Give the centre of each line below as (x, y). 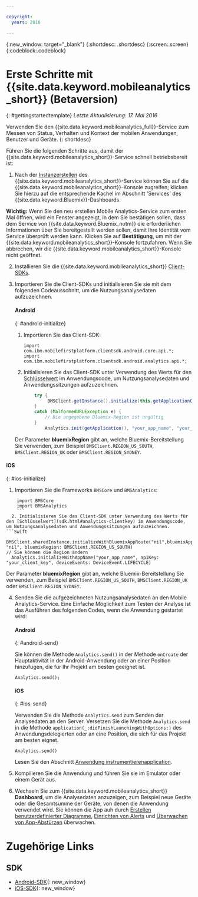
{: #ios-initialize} (26, 479)
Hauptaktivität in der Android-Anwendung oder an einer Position (93, 661)
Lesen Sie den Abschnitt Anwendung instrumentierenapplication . (93, 762)
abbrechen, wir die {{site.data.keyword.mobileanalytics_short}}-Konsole (94, 249)
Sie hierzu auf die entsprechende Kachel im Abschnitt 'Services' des (98, 194)
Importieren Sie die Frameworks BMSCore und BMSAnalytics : (86, 490)
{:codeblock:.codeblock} (36, 50)
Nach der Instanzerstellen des (51, 175)
